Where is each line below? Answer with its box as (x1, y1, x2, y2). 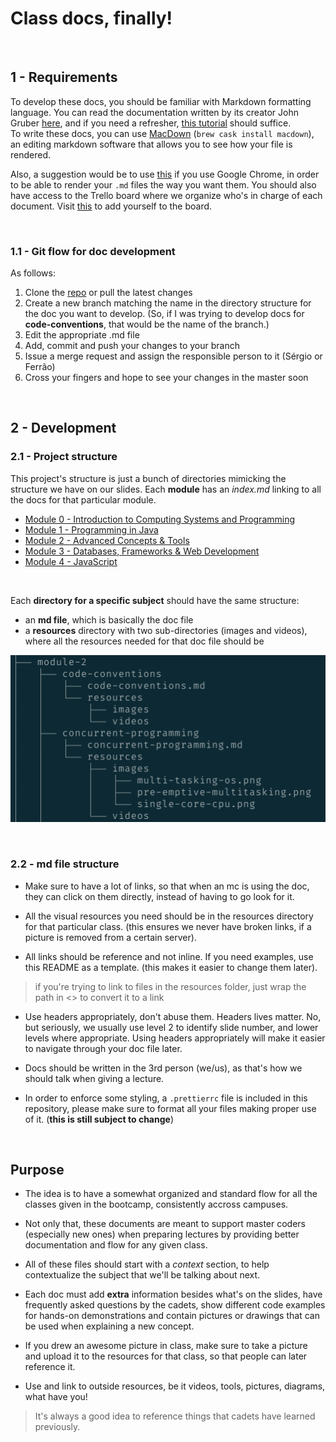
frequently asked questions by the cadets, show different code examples (24, 1299, 326, 1311)
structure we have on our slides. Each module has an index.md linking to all (10, 483, 322, 495)
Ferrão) (24, 361, 56, 373)
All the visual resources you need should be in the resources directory (24, 910, 314, 922)
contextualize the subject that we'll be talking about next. (24, 1269, 261, 1281)
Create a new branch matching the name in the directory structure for (24, 297, 312, 309)
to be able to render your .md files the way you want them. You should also (10, 178, 317, 191)
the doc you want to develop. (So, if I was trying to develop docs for (24, 308, 305, 320)
